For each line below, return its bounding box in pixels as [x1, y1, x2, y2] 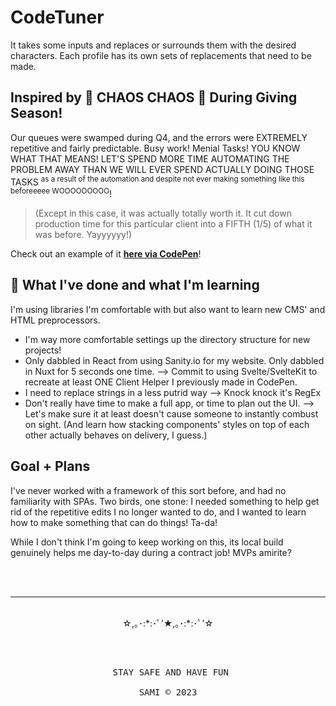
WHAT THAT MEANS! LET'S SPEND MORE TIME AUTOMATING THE [10, 152, 290, 165]
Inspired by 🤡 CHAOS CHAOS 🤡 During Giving [10, 89, 298, 106]
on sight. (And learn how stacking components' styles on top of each [24, 418, 310, 430]
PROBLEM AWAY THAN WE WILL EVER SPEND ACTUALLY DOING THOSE [10, 163, 315, 175]
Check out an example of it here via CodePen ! [10, 248, 202, 260]
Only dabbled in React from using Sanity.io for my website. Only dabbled [24, 354, 325, 366]
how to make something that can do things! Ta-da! [10, 516, 218, 528]
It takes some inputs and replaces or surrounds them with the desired [10, 39, 297, 51]
